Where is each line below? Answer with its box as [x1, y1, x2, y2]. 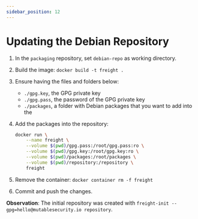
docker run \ [14, 131, 48, 138]
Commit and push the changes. [14, 187, 93, 195]
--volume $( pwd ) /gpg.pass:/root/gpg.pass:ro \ [26, 143, 145, 149]
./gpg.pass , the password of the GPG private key [23, 95, 145, 103]
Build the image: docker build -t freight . [14, 66, 124, 73]
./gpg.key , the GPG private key [23, 89, 101, 97]
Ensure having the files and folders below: [14, 77, 119, 85]
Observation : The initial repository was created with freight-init [6, 199, 169, 206]
